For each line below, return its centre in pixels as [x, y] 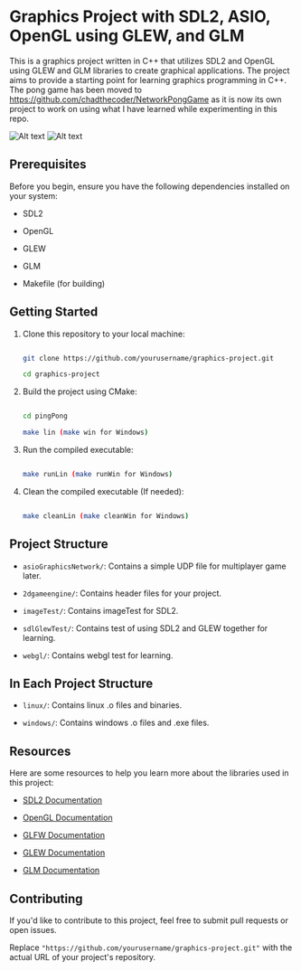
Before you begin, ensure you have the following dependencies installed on [150, 186]
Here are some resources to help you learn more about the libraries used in [149, 773]
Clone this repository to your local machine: [103, 334]
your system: [34, 195]
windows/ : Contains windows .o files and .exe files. [116, 723]
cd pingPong [45, 416]
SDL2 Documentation [62, 800]
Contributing [46, 898]
